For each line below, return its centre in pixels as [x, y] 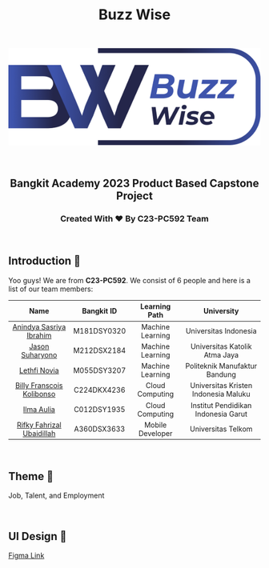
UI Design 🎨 [38, 536]
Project [134, 196]
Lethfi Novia [39, 370]
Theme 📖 [31, 476]
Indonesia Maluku [221, 394]
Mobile [155, 425]
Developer [156, 433]
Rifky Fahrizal [39, 425]
